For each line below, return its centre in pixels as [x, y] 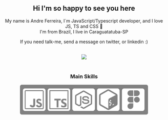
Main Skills [84, 76]
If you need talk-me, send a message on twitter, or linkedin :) [84, 42]
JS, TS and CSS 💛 [84, 26]
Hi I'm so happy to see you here [84, 8]
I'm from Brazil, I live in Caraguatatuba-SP [84, 32]
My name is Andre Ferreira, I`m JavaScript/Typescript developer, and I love [84, 21]
